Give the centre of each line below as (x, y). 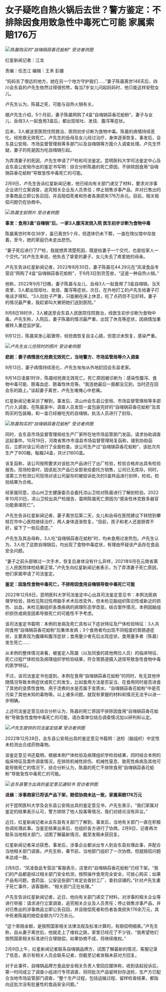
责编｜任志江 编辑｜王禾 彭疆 (35, 70)
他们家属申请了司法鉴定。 (31, 573)
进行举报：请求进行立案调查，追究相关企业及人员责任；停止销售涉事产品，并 (83, 903)
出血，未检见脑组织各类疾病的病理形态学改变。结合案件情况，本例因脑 (85, 607)
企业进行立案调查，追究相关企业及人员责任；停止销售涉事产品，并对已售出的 (83, 189)
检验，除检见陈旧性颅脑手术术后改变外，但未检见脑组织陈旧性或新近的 (85, 601)
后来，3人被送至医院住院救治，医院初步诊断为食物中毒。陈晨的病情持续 (78, 131)
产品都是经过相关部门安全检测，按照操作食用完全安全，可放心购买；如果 (87, 874)
